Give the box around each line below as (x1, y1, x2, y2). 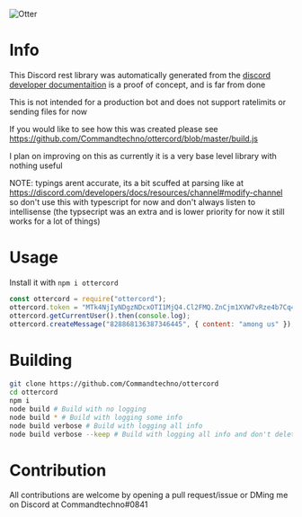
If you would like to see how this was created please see (9, 123, 218, 134)
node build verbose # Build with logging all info (9, 421, 203, 431)
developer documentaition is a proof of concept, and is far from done (9, 79, 266, 90)
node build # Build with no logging (9, 405, 147, 414)
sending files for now (9, 106, 88, 117)
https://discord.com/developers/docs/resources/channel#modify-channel (9, 187, 283, 198)
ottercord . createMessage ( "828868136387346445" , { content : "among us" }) (9, 319, 292, 328)
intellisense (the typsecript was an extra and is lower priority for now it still (9, 206, 285, 217)
